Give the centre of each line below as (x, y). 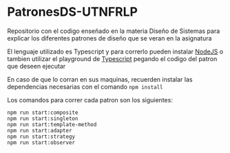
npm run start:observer (41, 142)
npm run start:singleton (43, 118)
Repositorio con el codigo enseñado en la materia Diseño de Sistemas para (114, 31)
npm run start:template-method (52, 124)
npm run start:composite (43, 113)
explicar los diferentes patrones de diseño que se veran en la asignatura (109, 38)
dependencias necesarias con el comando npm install (85, 86)
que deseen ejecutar (36, 66)
